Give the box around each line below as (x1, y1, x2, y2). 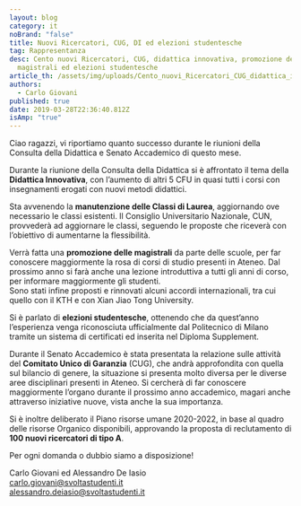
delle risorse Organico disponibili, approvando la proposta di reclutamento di (9, 423, 292, 434)
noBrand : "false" (9, 30, 74, 39)
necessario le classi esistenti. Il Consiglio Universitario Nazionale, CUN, (9, 211, 273, 222)
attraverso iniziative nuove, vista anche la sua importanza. (9, 397, 224, 407)
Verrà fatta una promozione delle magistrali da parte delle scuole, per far (9, 248, 281, 258)
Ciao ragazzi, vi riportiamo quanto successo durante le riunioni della (9, 138, 262, 149)
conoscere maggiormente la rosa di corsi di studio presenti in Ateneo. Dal (9, 257, 280, 267)
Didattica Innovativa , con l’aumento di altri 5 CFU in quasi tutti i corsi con (9, 174, 280, 185)
